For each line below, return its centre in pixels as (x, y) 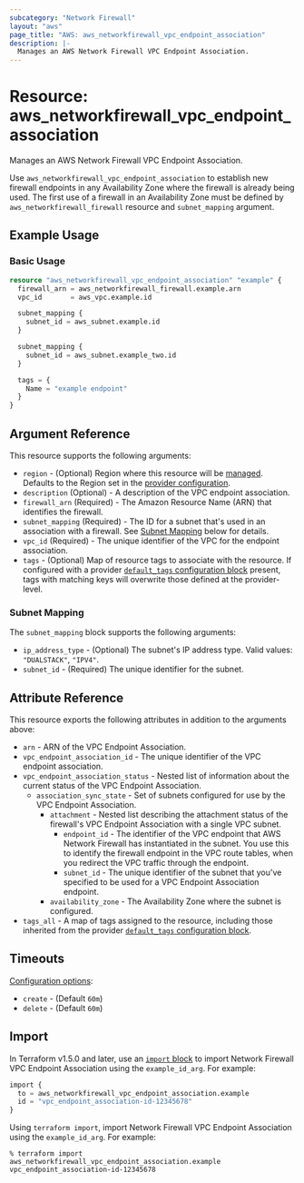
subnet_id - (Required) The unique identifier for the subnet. (133, 670)
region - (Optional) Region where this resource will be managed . (142, 472)
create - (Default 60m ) (63, 998)
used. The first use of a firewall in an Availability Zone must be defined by (147, 197)
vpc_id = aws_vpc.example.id (85, 297)
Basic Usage (38, 262)
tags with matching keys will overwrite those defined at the (132, 579)
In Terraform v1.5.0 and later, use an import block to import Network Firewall (152, 1059)
